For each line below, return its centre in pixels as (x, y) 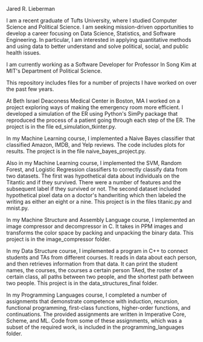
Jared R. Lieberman (31, 9)
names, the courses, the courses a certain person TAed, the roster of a (95, 270)
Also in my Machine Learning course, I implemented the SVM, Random (94, 163)
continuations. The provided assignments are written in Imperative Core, (96, 314)
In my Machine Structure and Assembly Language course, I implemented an (101, 220)
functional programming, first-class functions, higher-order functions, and (98, 308)
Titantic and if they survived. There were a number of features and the (94, 182)
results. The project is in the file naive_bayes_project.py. (76, 151)
